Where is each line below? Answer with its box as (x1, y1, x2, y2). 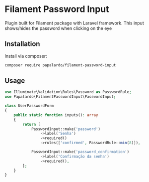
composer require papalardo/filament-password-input (4, 62, 116, 68)
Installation (4, 40, 40, 48)
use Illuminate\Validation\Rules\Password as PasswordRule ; (4, 90, 132, 95)
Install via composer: (4, 53, 48, 59)
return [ (22, 122, 41, 127)
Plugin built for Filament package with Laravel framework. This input (4, 20, 145, 26)
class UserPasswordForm (4, 103, 54, 108)
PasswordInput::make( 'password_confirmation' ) (31, 150, 130, 155)
